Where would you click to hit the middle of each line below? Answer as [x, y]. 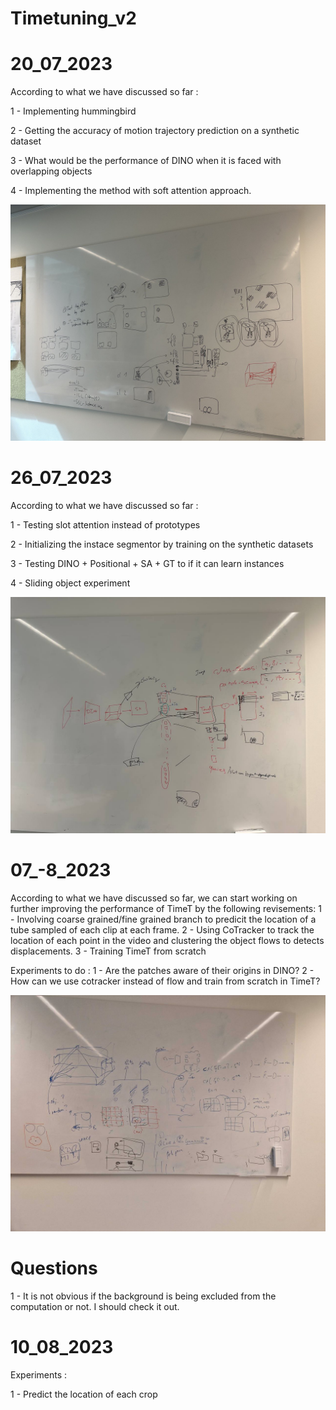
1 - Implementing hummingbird [73, 111]
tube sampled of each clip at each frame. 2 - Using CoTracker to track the [162, 930]
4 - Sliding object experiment [70, 583]
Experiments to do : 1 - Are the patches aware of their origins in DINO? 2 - [162, 970]
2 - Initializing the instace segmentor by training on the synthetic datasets [162, 544]
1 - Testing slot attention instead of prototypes [105, 525]
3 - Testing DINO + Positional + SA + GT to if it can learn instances [147, 564]
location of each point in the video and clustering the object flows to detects [167, 940]
